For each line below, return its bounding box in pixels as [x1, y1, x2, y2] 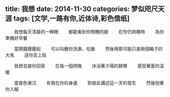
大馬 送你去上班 [5, 52, 47, 58]
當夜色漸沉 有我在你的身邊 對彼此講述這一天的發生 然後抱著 [14, 80, 164, 86]
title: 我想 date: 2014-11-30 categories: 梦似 [5, 5, 145, 14]
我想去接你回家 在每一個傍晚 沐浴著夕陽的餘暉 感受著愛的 [14, 63, 160, 69]
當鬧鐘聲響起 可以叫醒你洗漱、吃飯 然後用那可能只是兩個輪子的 [14, 45, 163, 52]
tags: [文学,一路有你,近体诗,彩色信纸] [13, 14, 130, 23]
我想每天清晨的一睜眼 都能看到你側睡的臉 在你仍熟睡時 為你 [14, 28, 164, 34]
